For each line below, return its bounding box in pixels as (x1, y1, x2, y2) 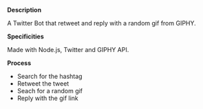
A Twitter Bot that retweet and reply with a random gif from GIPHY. (7, 19, 196, 27)
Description (7, 6, 42, 14)
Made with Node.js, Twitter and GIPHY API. (7, 46, 129, 53)
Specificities (7, 32, 44, 40)
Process (7, 59, 32, 67)
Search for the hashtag (17, 72, 83, 80)
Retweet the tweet (17, 80, 70, 88)
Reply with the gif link (17, 94, 79, 102)
